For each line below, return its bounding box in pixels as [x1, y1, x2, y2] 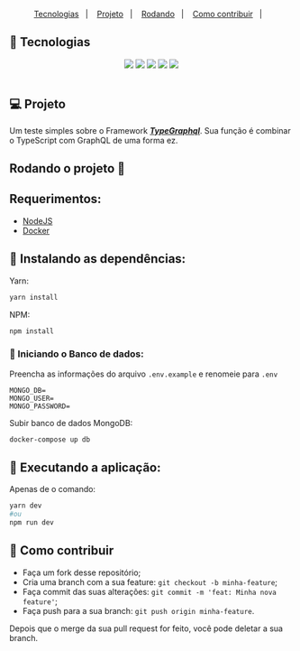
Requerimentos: [9, 191, 102, 207]
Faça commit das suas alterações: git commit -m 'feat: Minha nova [22, 586, 277, 597]
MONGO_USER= [9, 394, 54, 403]
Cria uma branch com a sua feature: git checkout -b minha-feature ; [22, 576, 277, 587]
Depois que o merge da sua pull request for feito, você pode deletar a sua [9, 623, 284, 634]
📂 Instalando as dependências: [9, 251, 186, 266]
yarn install [9, 293, 59, 302]
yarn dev [9, 501, 42, 510]
